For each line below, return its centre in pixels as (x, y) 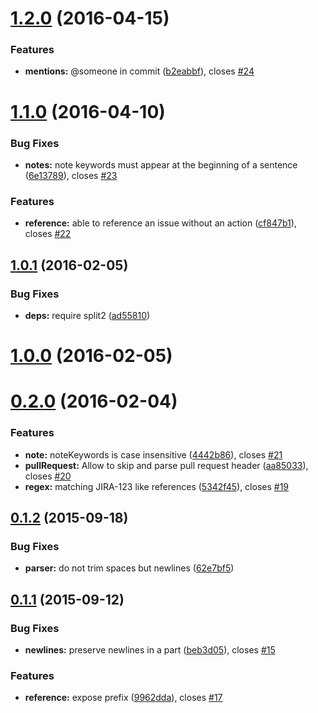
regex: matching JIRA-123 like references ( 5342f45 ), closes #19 (157, 486)
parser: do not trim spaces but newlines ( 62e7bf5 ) (129, 568)
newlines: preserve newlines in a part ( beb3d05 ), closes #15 (150, 650)
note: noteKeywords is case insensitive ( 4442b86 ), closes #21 (153, 454)
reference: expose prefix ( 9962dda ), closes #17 (123, 698)
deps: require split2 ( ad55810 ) (87, 315)
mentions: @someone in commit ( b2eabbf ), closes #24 (139, 71)
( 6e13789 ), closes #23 (71, 175)
